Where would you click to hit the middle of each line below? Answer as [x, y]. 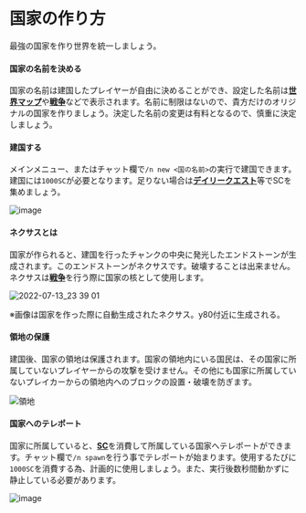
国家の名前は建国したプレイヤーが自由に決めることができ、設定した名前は [149, 90]
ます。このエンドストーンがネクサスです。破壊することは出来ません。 [164, 266]
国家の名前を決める [46, 68]
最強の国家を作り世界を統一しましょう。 [85, 46]
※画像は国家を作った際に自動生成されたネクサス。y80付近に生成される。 [148, 314]
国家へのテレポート [46, 424]
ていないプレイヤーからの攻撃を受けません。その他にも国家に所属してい [161, 370]
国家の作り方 [58, 19]
